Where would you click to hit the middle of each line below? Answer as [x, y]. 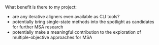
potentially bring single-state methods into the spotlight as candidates [83, 22]
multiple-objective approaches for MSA [52, 37]
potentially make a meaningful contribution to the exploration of [77, 32]
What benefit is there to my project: [41, 7]
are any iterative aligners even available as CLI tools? [66, 16]
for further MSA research [38, 27]
